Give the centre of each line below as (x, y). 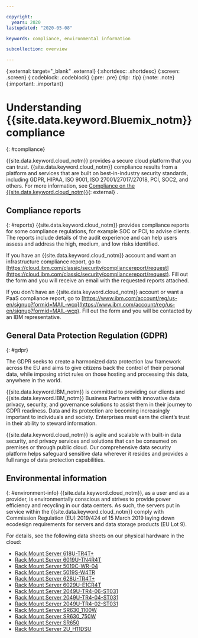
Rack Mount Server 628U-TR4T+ (55, 578)
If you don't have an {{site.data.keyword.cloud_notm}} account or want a (95, 292)
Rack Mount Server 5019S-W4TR (55, 572)
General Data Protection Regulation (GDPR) (87, 336)
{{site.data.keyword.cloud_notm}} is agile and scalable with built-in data (94, 434)
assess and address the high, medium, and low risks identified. (83, 244)
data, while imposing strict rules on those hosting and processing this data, (98, 374)
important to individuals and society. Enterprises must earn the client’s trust (98, 417)
